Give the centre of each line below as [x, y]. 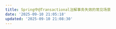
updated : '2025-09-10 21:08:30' [39, 19]
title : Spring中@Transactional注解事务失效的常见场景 [58, 10]
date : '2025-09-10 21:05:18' [36, 14]
